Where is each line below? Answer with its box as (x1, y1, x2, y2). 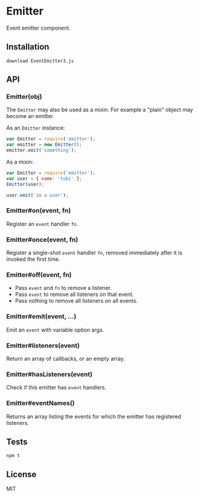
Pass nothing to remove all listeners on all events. (14, 297, 138, 304)
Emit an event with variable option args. (6, 326, 104, 334)
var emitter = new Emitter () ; (6, 142, 83, 148)
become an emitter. (6, 113, 54, 120)
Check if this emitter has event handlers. (6, 384, 107, 391)
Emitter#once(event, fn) (6, 235, 78, 243)
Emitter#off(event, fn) (6, 271, 72, 279)
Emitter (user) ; (6, 181, 45, 187)
